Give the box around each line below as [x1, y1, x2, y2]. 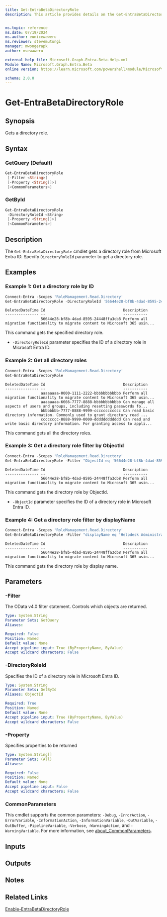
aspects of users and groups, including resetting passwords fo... [5, 404, 148, 408]
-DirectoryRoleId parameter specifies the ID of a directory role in [12, 339, 147, 345]
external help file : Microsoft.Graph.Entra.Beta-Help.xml [5, 57, 128, 62]
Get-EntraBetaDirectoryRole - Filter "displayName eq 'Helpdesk [5, 532, 139, 537]
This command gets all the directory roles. [5, 430, 92, 436]
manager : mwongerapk [5, 44, 48, 49]
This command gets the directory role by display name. [5, 563, 118, 569]
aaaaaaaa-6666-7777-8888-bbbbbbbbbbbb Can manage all [40, 399, 155, 405]
